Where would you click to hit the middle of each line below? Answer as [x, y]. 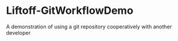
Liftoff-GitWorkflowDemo [70, 11]
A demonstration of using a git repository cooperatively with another [89, 27]
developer [19, 32]
